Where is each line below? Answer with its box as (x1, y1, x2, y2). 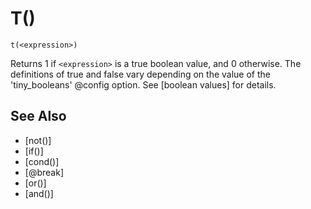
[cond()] (24, 155, 60, 167)
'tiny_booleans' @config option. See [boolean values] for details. (10, 78, 277, 91)
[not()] (24, 134, 52, 146)
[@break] (24, 166, 64, 178)
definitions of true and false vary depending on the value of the (10, 68, 272, 80)
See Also (10, 108, 67, 125)
